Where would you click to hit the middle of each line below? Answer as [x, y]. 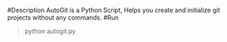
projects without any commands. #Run [63, 17]
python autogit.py [50, 31]
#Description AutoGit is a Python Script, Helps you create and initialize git [113, 10]
